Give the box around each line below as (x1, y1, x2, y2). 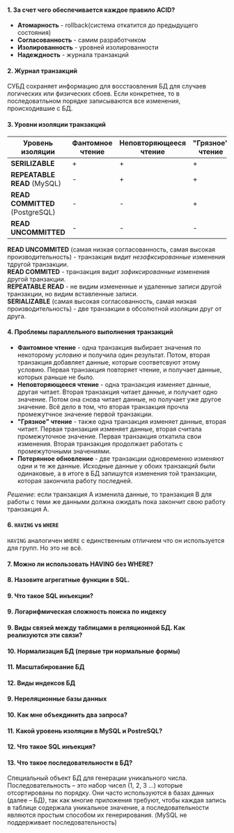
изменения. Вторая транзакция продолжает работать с (17, 439, 183, 448)
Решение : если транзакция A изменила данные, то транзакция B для (7, 490, 212, 498)
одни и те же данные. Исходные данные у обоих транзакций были (17, 461, 216, 470)
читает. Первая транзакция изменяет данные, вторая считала (17, 425, 202, 433)
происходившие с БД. (7, 105, 73, 113)
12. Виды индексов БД (7, 678, 76, 687)
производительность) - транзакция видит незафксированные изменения (7, 252, 226, 261)
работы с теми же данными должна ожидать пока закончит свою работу (7, 497, 226, 505)
